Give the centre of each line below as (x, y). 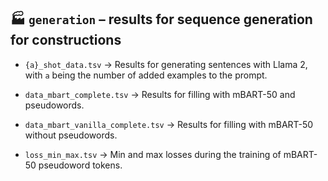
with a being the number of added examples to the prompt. (146, 75)
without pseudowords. (71, 135)
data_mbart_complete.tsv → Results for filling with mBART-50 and (160, 94)
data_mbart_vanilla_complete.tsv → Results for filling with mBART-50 (169, 124)
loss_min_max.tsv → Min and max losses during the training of (153, 154)
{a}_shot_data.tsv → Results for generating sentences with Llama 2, (166, 64)
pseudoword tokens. (80, 165)
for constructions (66, 40)
